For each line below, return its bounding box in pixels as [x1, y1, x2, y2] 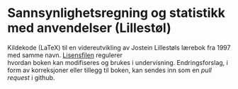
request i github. [7, 73, 55, 82]
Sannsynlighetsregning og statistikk [7, 5, 225, 21]
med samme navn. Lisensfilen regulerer [7, 51, 123, 59]
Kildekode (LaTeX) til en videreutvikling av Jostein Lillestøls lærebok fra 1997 [7, 43, 231, 52]
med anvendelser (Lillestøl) [7, 20, 171, 36]
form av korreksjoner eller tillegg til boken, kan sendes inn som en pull [7, 66, 212, 74]
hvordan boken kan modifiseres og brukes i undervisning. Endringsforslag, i [7, 58, 228, 66]
